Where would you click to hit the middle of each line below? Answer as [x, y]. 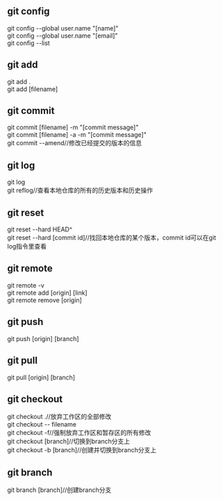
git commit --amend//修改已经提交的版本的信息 [75, 143]
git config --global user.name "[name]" [63, 28]
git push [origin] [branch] [43, 338]
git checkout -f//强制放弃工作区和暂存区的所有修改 [79, 433]
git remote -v [26, 285]
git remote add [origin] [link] [48, 293]
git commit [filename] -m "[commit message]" [73, 127]
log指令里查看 [27, 247]
